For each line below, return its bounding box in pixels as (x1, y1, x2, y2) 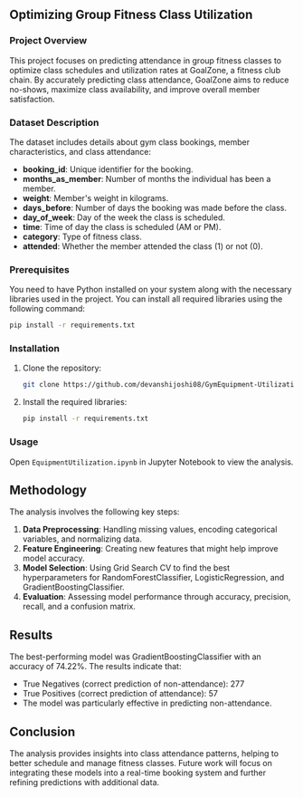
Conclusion (9, 724, 76, 739)
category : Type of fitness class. (22, 231, 142, 242)
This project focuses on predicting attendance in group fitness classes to (9, 54, 282, 66)
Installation (9, 342, 61, 355)
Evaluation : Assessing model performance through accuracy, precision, (22, 591, 291, 602)
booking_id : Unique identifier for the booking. (22, 163, 194, 175)
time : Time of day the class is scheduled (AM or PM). (22, 221, 222, 232)
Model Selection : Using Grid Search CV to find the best (22, 562, 231, 573)
